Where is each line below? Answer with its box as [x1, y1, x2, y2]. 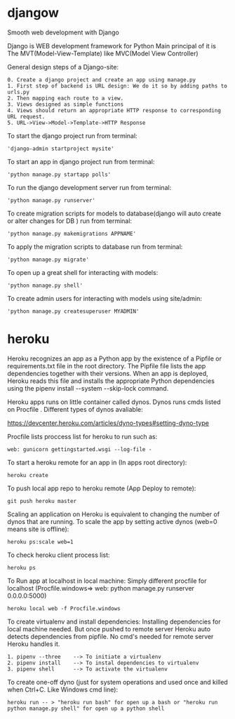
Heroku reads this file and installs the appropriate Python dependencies [7, 377, 215, 385]
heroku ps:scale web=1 [7, 538, 74, 545]
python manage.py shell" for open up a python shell [7, 705, 165, 712]
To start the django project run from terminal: [7, 131, 138, 140]
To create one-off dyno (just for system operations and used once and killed [7, 678, 228, 686]
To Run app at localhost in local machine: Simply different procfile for [7, 577, 207, 585]
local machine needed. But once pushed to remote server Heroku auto [7, 624, 211, 633]
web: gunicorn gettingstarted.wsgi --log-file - [7, 445, 152, 453]
